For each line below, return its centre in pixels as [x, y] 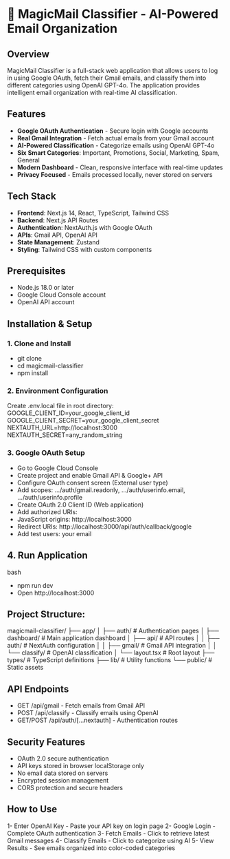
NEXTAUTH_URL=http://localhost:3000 [62, 428]
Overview [28, 54]
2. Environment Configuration [58, 391]
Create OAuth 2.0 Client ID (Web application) [80, 505]
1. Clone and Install [39, 343]
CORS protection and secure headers [70, 787]
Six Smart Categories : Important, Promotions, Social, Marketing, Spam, [118, 152]
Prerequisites [36, 271]
